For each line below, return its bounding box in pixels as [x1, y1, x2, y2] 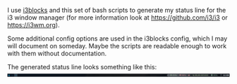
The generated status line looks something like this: [7, 63, 157, 71]
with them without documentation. [7, 49, 107, 57]
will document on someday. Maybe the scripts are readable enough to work [7, 42, 227, 50]
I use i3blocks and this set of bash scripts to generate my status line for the [7, 6, 226, 14]
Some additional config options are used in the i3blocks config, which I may [7, 34, 228, 43]
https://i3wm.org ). [7, 21, 60, 29]
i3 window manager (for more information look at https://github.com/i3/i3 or [7, 13, 228, 22]
